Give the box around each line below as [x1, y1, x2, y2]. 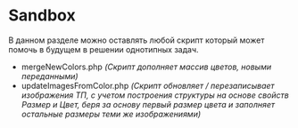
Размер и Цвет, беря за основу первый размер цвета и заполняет [21, 99, 276, 109]
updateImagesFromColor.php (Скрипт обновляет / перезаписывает [21, 80, 275, 91]
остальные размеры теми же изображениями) [21, 108, 202, 119]
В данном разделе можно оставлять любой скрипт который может [8, 35, 265, 45]
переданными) [21, 70, 79, 81]
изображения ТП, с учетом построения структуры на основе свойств [21, 90, 289, 100]
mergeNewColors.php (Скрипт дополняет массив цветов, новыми [21, 61, 272, 72]
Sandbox [8, 5, 77, 26]
